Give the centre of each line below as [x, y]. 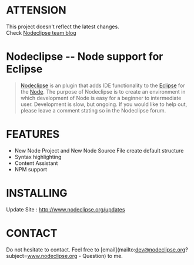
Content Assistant [36, 163]
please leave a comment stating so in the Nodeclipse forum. [93, 110]
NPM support [31, 169]
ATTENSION [36, 10]
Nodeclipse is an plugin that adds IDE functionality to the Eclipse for [103, 85]
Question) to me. [103, 256]
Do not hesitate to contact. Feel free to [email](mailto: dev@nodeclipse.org [96, 249]
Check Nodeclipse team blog [41, 32]
